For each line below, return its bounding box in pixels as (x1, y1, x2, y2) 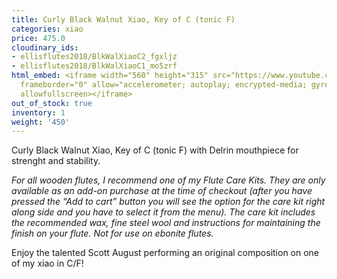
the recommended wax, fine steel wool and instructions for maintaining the (11, 217, 321, 229)
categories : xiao (11, 24, 84, 34)
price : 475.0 (11, 33, 66, 43)
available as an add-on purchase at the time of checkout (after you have (11, 185, 313, 197)
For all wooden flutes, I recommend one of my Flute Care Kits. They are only (11, 174, 326, 186)
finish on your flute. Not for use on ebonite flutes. (11, 227, 214, 240)
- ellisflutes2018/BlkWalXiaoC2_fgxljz (11, 52, 178, 62)
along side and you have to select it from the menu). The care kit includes (11, 206, 316, 218)
